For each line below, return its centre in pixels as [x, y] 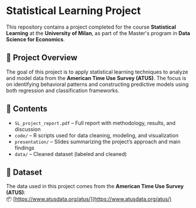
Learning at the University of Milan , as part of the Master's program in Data [98, 33]
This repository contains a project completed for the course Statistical [91, 27]
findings [24, 148]
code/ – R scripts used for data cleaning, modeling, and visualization [97, 135]
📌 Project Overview [42, 58]
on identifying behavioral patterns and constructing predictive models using [97, 84]
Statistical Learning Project [74, 11]
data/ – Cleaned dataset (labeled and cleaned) [71, 154]
